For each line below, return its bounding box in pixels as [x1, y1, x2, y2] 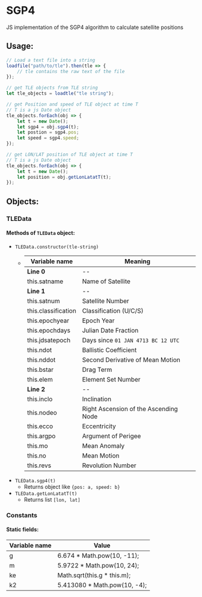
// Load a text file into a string [6, 57, 96, 63]
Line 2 [26, 385, 46, 393]
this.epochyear [26, 316, 70, 325]
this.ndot [26, 345, 52, 354]
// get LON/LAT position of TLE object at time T [6, 152, 133, 158]
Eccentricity [82, 422, 116, 430]
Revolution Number [82, 461, 136, 470]
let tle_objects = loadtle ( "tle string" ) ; [6, 91, 114, 97]
